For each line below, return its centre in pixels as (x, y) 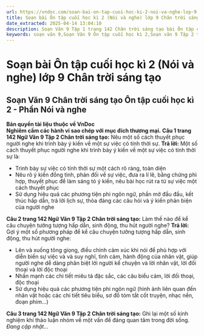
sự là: (13, 156)
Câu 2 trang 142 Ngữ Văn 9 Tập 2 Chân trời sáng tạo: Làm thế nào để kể (97, 219)
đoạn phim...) (32, 302)
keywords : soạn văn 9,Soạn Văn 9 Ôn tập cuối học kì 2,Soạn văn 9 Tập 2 (100, 35)
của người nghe (35, 207)
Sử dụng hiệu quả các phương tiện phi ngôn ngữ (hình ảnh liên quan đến (106, 289)
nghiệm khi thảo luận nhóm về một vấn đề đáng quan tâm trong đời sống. (98, 320)
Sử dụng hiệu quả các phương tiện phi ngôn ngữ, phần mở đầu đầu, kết (104, 194)
